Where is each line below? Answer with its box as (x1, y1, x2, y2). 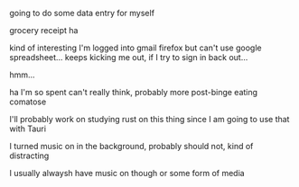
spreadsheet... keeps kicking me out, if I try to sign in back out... (9, 52, 248, 62)
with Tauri (9, 123, 47, 134)
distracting (9, 150, 50, 161)
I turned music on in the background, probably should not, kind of (9, 141, 254, 151)
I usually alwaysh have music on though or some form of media (9, 168, 246, 178)
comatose (9, 96, 47, 107)
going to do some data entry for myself (9, 8, 155, 18)
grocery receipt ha (9, 25, 79, 35)
